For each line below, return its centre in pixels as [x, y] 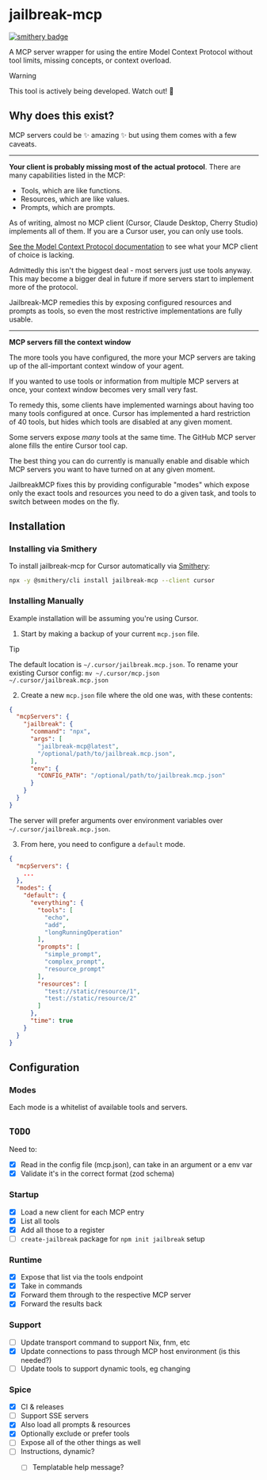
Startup [24, 1195]
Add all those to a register [63, 1230]
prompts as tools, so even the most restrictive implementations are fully [126, 311]
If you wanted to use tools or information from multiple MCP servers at [124, 381]
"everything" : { [57, 903]
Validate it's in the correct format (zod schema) [97, 1173]
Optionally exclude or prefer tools [75, 1434]
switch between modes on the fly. [64, 502]
